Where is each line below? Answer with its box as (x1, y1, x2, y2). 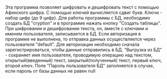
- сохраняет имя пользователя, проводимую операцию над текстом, (5, 52, 153, 58)
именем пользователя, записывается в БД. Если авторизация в (5, 31, 141, 36)
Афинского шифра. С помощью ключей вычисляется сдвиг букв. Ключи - (5, 9, 163, 15)
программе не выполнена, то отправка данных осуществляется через (5, 36, 156, 42)
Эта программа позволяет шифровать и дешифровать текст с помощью (5, 4, 160, 10)
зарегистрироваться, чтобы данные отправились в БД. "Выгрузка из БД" (5, 47, 162, 52)
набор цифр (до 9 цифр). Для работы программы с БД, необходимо (5, 15, 151, 20)
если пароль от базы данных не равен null (5, 68, 96, 74)
